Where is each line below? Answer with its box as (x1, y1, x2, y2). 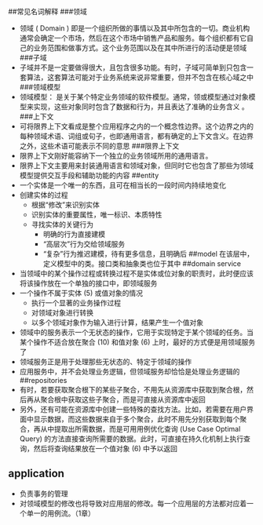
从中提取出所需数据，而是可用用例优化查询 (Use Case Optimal (40, 425, 241, 433)
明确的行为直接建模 (42, 230, 106, 239)
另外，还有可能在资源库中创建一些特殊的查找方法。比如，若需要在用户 (19, 405, 247, 414)
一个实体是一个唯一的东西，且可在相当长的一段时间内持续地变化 (19, 180, 226, 190)
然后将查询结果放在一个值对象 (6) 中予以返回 (33, 444, 178, 453)
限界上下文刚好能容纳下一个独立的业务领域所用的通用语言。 (19, 151, 213, 160)
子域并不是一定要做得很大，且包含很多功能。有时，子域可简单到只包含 (19, 63, 247, 72)
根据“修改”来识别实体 (31, 200, 100, 210)
